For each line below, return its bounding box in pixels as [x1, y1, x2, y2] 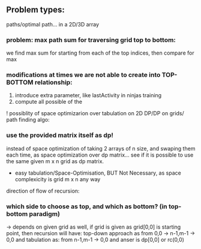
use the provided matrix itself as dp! [6, 131, 114, 140]
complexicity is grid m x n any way [14, 175, 101, 182]
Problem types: [6, 5, 65, 15]
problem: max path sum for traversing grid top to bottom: [6, 35, 176, 44]
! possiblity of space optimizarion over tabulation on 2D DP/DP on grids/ [6, 110, 184, 117]
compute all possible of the [14, 98, 83, 106]
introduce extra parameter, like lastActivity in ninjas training [14, 92, 162, 99]
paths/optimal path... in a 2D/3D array [6, 20, 100, 28]
